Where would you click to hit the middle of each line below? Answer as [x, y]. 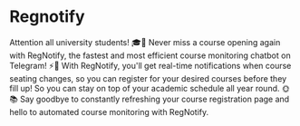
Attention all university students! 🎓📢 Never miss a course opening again [145, 42]
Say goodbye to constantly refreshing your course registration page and [155, 99]
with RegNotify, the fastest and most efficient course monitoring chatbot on [150, 55]
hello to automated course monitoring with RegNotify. [109, 111]
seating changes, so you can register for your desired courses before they [148, 78]
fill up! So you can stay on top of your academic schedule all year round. [145, 88]
